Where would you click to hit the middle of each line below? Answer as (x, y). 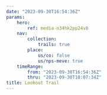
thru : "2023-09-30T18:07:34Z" (64, 77)
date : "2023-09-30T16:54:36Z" (43, 12)
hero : (24, 22)
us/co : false (54, 55)
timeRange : (30, 66)
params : (16, 17)
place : (35, 50)
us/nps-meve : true (60, 61)
